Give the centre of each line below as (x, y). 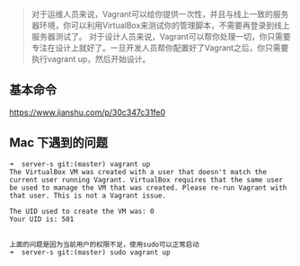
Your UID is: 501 (42, 219)
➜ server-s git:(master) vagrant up (80, 164)
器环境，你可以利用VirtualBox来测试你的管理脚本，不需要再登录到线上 (160, 25)
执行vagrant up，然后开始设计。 (91, 59)
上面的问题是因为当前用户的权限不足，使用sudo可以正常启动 (104, 244)
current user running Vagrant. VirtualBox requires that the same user (146, 180)
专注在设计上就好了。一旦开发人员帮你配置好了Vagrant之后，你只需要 (160, 48)
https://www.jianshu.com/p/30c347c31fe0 (88, 112)
